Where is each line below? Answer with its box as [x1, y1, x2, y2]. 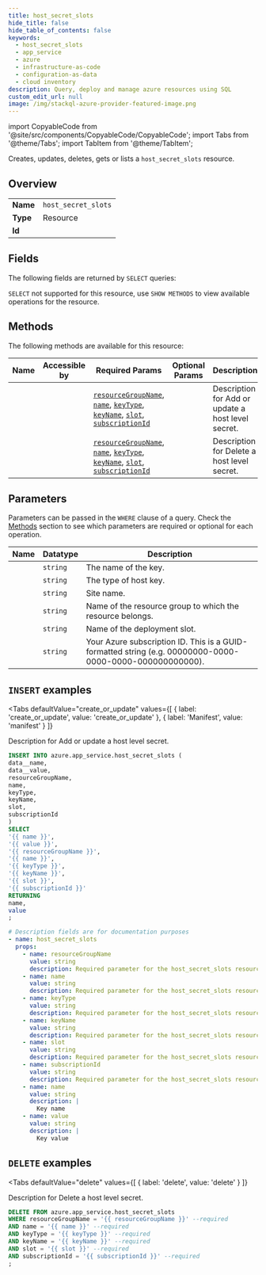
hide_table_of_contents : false [8, 26, 112, 34]
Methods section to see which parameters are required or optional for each [8, 521, 253, 531]
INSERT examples [8, 683, 93, 697]
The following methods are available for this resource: [8, 341, 184, 350]
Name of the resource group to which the [85, 601, 240, 612]
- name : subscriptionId [22, 1061, 101, 1069]
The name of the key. [85, 562, 165, 573]
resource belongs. [85, 611, 154, 622]
